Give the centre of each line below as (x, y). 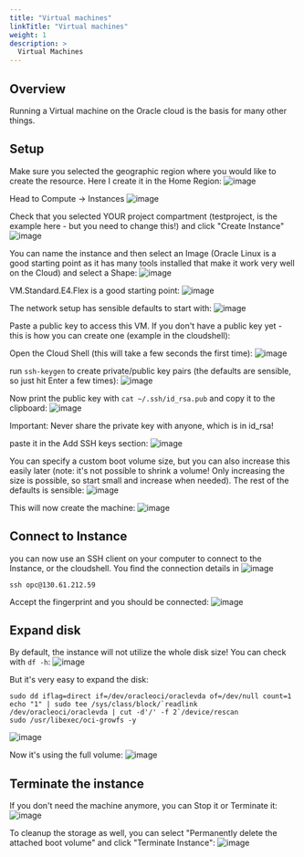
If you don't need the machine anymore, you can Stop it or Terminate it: (144, 806)
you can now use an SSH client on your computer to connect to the (136, 559)
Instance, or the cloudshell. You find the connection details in (125, 568)
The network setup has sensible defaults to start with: (111, 308)
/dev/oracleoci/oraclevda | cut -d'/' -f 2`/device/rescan (124, 713)
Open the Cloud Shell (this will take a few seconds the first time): (131, 353)
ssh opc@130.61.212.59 (52, 585)
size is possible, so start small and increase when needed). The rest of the (149, 480)
